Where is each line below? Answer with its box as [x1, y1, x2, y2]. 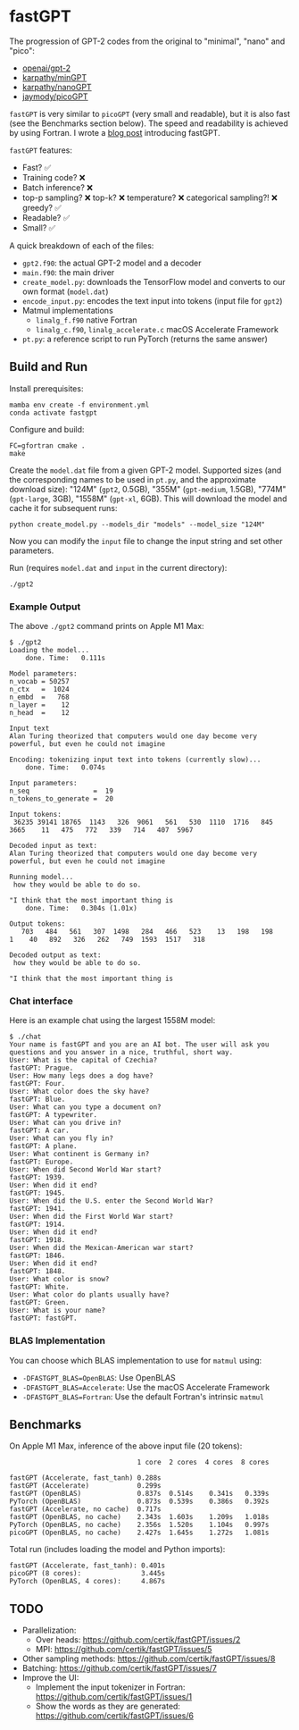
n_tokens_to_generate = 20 [9, 794, 114, 803]
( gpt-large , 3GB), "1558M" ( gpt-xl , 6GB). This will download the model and [9, 493, 287, 504]
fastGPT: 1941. [9, 1205, 66, 1214]
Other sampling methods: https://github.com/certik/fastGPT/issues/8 [21, 1653, 276, 1664]
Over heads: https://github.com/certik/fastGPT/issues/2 [35, 1634, 241, 1645]
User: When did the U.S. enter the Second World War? [9, 1197, 214, 1205]
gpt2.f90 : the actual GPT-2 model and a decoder [21, 257, 203, 268]
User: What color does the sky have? [9, 1088, 150, 1096]
